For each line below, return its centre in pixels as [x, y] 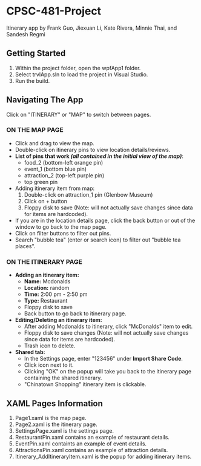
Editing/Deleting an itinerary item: [59, 320]
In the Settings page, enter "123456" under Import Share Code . [104, 359]
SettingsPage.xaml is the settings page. [64, 430]
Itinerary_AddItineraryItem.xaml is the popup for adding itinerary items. [103, 456]
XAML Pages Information [54, 403]
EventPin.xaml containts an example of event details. [81, 444]
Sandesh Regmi [26, 34]
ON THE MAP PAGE [35, 130]
